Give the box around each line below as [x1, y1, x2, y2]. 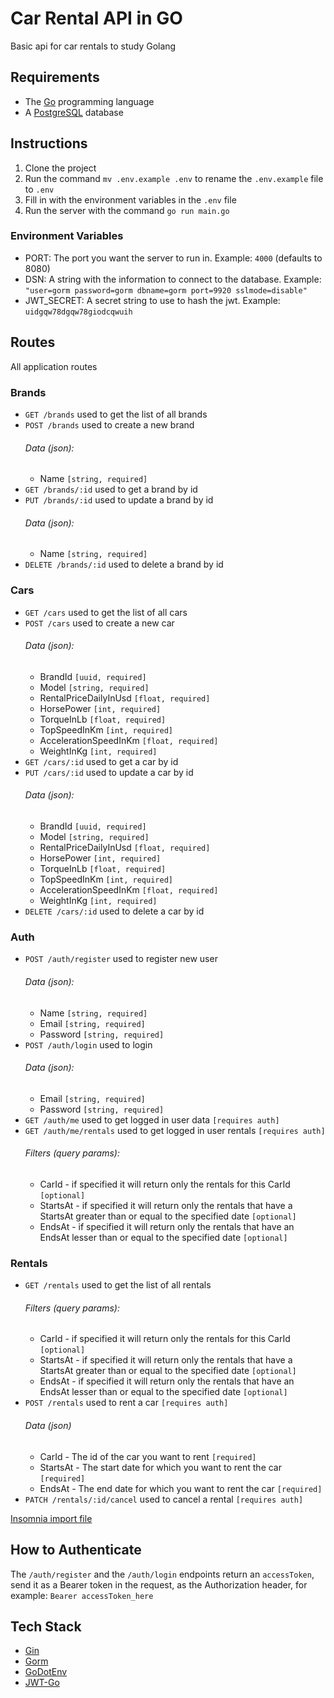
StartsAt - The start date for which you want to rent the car [39, 1461, 283, 1473]
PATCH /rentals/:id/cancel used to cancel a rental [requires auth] [24, 1493, 304, 1505]
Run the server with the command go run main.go [24, 204, 230, 216]
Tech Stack [10, 1618, 82, 1635]
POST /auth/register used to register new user [24, 953, 218, 965]
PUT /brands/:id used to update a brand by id [24, 494, 214, 506]
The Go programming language [24, 95, 155, 107]
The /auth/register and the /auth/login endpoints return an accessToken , [10, 1568, 315, 1580]
